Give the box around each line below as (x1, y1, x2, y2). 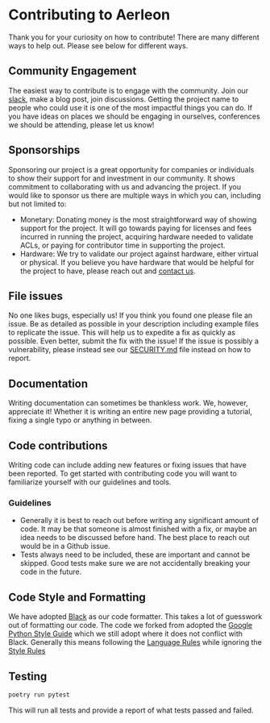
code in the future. (19, 567, 82, 577)
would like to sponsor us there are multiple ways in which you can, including (8, 190, 262, 200)
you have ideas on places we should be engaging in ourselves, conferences (8, 111, 260, 121)
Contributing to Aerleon (8, 6, 171, 24)
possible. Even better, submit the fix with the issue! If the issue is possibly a (8, 336, 260, 346)
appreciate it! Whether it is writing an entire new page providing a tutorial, (8, 407, 252, 417)
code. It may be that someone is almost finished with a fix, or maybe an (19, 524, 257, 534)
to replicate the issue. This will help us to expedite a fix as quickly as (8, 328, 236, 338)
